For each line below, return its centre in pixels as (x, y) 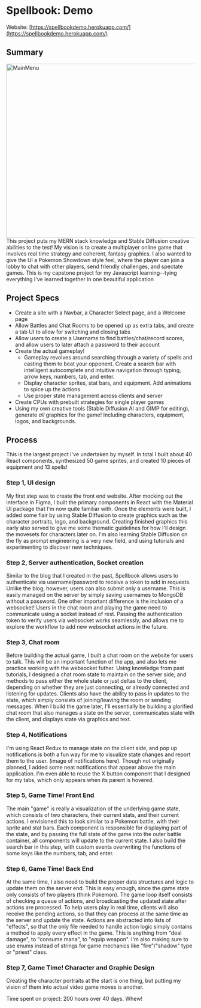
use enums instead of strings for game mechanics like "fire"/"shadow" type (99, 946)
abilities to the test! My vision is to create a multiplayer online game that (95, 247)
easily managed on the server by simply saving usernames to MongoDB (95, 594)
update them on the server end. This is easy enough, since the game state (98, 888)
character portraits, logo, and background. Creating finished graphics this (97, 521)
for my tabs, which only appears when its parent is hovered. (80, 780)
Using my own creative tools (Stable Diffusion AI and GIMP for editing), (102, 408)
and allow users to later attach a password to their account (87, 344)
